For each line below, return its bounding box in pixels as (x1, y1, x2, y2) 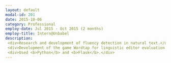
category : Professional (5, 21, 56, 27)
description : (5, 36, 33, 41)
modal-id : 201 (5, 12, 36, 17)
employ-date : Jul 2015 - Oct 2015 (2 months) (5, 26, 103, 31)
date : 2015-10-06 (5, 17, 42, 22)
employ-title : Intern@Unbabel (5, 31, 70, 36)
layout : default (5, 7, 40, 13)
